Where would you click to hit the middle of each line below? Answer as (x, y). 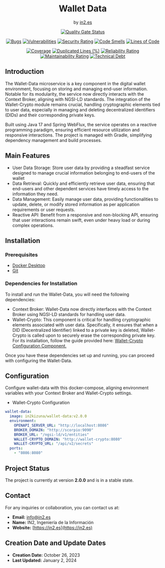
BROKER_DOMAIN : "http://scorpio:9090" (54, 430)
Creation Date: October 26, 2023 (46, 555)
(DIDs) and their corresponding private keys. (50, 115)
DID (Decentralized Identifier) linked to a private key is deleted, (76, 330)
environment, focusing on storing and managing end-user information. (77, 89)
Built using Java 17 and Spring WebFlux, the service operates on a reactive (81, 124)
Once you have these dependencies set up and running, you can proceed (80, 355)
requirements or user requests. (44, 210)
